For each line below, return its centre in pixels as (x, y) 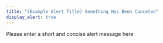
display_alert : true (31, 17)
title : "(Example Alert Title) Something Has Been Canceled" (82, 11)
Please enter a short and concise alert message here (70, 34)
